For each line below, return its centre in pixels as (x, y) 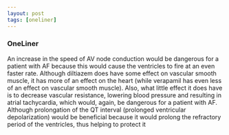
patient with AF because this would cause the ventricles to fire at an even (111, 66)
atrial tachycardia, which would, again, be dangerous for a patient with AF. (112, 102)
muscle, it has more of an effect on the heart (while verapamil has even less (115, 80)
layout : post (26, 13)
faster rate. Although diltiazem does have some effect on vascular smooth (112, 73)
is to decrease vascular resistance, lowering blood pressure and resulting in (115, 95)
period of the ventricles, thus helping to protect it (77, 124)
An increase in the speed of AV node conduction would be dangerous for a (113, 58)
